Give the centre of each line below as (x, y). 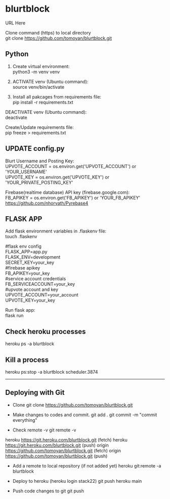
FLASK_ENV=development (33, 257)
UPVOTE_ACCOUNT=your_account (42, 295)
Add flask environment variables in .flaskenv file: (56, 231)
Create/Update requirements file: (40, 127)
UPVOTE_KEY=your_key (30, 301)
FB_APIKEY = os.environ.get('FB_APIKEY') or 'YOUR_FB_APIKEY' (73, 197)
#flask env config (24, 246)
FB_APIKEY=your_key (28, 273)
